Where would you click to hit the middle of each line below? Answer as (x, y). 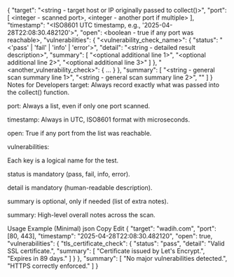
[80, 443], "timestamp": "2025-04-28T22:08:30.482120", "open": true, (110, 236)
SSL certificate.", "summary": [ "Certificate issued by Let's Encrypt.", (106, 251)
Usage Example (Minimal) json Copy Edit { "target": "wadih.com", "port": (112, 228)
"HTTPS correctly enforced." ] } (53, 266)
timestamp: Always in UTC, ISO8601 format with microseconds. (99, 120)
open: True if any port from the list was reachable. (80, 133)
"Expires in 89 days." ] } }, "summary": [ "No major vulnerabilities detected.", (117, 258)
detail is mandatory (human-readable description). (80, 188)
